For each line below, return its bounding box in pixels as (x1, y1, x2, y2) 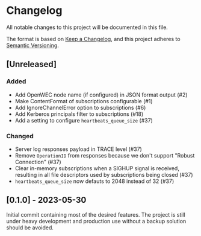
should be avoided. (6, 224, 54, 231)
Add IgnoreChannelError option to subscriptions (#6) (14, 104, 146, 111)
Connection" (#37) (14, 158, 61, 165)
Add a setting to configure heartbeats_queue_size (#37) (14, 116, 153, 124)
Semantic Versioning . (6, 42, 59, 49)
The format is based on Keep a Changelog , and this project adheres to (6, 35, 181, 42)
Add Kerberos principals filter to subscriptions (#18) (14, 110, 144, 118)
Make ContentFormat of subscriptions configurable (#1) (14, 97, 153, 104)
